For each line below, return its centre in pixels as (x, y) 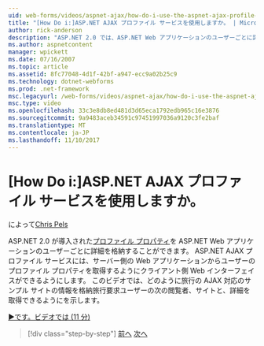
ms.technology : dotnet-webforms (61, 81)
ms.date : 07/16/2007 (42, 60)
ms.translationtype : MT (47, 125)
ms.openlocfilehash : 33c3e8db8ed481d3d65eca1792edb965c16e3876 (114, 111)
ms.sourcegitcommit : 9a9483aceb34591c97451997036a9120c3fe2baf (114, 118)
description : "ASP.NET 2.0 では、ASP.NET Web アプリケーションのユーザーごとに (130, 37)
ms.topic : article (38, 67)
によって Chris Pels (38, 225)
